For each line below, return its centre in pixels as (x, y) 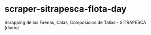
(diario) (12, 27)
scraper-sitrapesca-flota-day (66, 9)
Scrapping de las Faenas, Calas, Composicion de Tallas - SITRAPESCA (75, 22)
